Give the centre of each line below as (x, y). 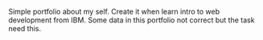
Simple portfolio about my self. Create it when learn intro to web (114, 12)
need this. (25, 28)
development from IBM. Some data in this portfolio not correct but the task (131, 20)
